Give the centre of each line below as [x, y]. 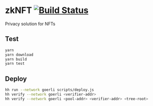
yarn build [16, 59]
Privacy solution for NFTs [30, 24]
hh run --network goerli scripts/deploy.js [50, 90]
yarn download [19, 55]
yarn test [15, 64]
